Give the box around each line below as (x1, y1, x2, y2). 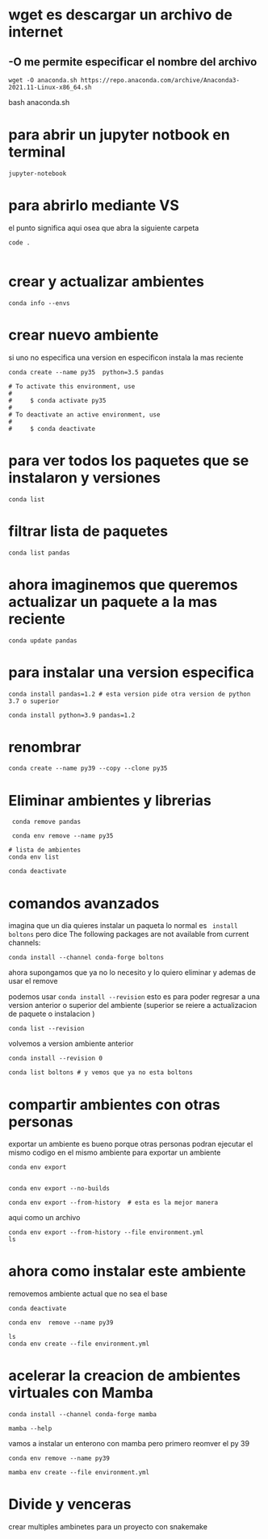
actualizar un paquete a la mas (8, 592, 218, 611)
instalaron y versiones (8, 468, 161, 487)
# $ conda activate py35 (8, 396, 107, 404)
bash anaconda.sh (8, 98, 70, 107)
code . (8, 238, 31, 247)
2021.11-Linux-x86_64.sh (8, 83, 92, 91)
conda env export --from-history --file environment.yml (8, 1228, 204, 1236)
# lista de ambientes (8, 846, 82, 855)
